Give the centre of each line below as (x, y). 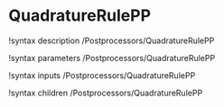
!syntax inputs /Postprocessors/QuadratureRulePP (102, 75)
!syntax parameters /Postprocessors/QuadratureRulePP (112, 58)
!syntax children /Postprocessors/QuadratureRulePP (106, 93)
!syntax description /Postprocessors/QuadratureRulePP (112, 40)
